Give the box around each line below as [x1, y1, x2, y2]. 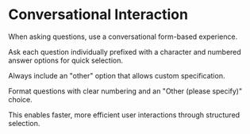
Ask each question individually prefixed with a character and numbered [8, 47, 242, 56]
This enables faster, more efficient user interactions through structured [8, 109, 240, 120]
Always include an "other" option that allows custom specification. [8, 71, 225, 80]
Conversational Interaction [8, 6, 189, 24]
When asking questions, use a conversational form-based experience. [8, 32, 238, 41]
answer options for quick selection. [8, 56, 124, 65]
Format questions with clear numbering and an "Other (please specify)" [8, 86, 243, 96]
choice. [8, 94, 33, 104]
